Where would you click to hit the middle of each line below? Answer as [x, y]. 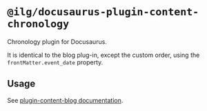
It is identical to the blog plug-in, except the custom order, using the [103, 55]
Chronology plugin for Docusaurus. [57, 41]
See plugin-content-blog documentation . [65, 100]
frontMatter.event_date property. [55, 62]
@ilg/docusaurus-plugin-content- [103, 12]
